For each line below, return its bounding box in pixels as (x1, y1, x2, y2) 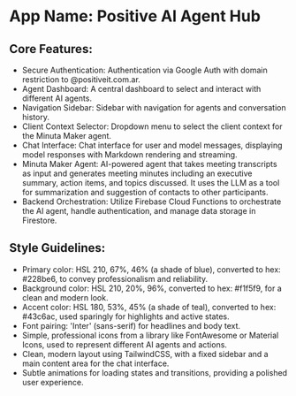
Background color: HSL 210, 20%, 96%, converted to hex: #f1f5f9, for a (21, 283, 283, 293)
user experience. (21, 377, 84, 387)
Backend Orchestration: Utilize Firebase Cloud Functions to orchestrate (21, 196, 282, 207)
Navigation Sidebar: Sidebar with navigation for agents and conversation (21, 103, 286, 112)
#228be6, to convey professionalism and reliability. (21, 273, 209, 284)
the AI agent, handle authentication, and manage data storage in (21, 206, 256, 216)
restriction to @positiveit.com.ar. (21, 74, 141, 85)
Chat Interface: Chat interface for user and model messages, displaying (21, 140, 283, 150)
